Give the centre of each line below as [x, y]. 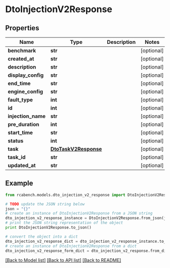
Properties [22, 28]
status [16, 141]
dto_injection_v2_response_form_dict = [47, 251]
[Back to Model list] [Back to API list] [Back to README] [63, 260]
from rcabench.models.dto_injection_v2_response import [65, 195]
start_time [20, 132]
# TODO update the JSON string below [45, 204]
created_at [21, 59]
